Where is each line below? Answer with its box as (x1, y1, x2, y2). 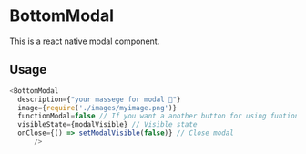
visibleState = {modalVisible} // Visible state (17, 120, 198, 129)
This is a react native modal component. (9, 36, 160, 46)
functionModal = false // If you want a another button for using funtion (17, 111, 300, 121)
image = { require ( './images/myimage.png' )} (17, 103, 178, 112)
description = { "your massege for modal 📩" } (17, 95, 181, 104)
